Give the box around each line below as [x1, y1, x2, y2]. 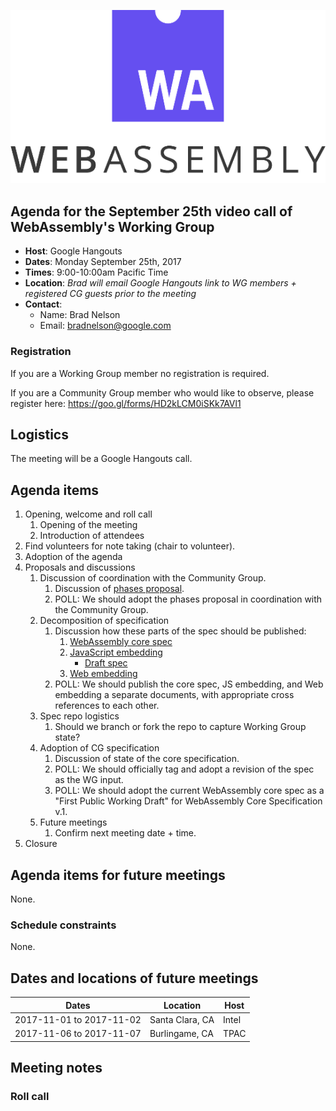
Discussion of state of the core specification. [54, 753, 240, 765]
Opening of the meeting [39, 519, 138, 531]
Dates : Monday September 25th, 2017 [24, 256, 182, 268]
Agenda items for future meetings [10, 866, 226, 884]
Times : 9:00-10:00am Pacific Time [24, 266, 169, 279]
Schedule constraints [10, 918, 117, 932]
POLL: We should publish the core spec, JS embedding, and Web [54, 678, 324, 690]
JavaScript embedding [69, 646, 163, 659]
